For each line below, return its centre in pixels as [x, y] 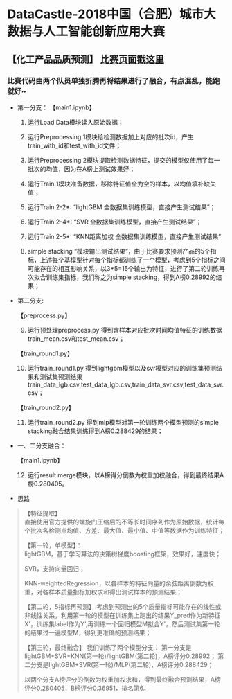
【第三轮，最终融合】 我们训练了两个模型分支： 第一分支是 [108, 647]
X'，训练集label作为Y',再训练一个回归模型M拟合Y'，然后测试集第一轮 [122, 623]
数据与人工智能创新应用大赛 [86, 32]
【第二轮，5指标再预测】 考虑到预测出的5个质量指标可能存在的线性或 [123, 606]
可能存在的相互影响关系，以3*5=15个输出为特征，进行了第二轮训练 [123, 268]
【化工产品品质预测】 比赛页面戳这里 [86, 59]
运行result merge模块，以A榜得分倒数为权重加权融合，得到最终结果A [126, 475]
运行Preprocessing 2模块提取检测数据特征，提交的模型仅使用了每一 [124, 160]
